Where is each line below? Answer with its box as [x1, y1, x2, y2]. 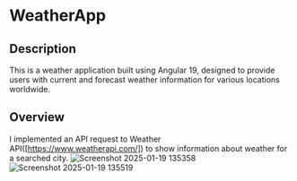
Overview [9, 109, 66, 125]
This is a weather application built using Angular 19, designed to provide [9, 65, 275, 75]
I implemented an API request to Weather [9, 134, 162, 144]
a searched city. [9, 152, 69, 163]
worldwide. [9, 84, 51, 94]
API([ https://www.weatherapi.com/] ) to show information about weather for [9, 142, 288, 153]
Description [9, 41, 76, 56]
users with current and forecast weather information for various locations [9, 74, 280, 85]
